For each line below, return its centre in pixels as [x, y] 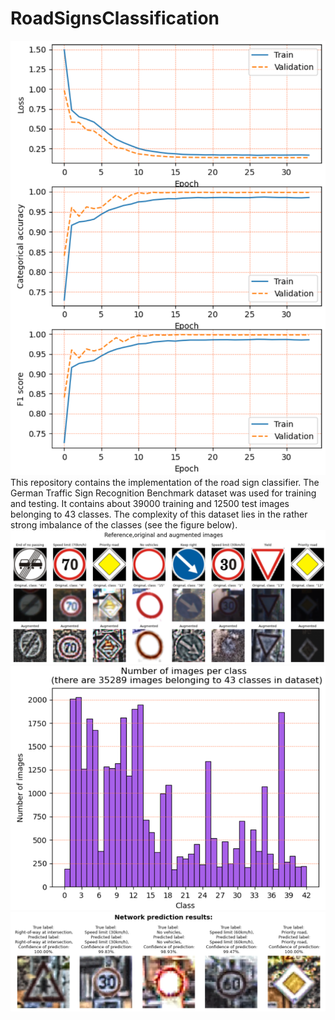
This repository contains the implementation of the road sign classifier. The [165, 482]
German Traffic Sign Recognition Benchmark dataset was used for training [163, 493]
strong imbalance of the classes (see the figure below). [124, 524]
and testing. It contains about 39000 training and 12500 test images [150, 503]
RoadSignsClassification [115, 18]
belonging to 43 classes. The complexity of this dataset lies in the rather [159, 514]
